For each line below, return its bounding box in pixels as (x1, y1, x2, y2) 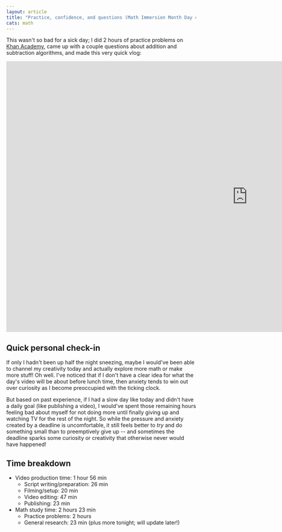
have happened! (6, 441, 47, 448)
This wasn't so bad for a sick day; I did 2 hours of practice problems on (6, 37, 184, 44)
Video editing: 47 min (23, 493, 77, 500)
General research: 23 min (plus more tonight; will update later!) (23, 519, 180, 526)
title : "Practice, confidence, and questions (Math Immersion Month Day (6, 14, 193, 20)
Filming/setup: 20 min (23, 487, 78, 494)
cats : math (6, 20, 34, 26)
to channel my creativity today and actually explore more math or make (6, 365, 183, 373)
